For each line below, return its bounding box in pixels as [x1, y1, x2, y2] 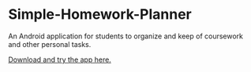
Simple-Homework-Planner [8, 5, 192, 23]
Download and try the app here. [8, 55, 112, 64]
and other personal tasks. [8, 39, 92, 49]
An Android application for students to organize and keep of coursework [8, 31, 243, 41]
